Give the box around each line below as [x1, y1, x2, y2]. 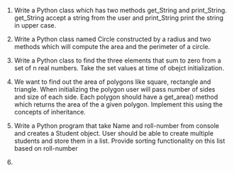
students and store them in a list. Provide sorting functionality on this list [13, 136, 225, 145]
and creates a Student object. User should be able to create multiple [13, 129, 214, 137]
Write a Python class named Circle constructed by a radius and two [13, 35, 211, 43]
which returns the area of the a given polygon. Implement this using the [13, 100, 223, 109]
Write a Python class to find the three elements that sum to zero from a [13, 56, 221, 65]
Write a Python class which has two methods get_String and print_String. [13, 6, 227, 14]
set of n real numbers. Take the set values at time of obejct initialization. [13, 64, 225, 72]
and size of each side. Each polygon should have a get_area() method [13, 92, 218, 101]
